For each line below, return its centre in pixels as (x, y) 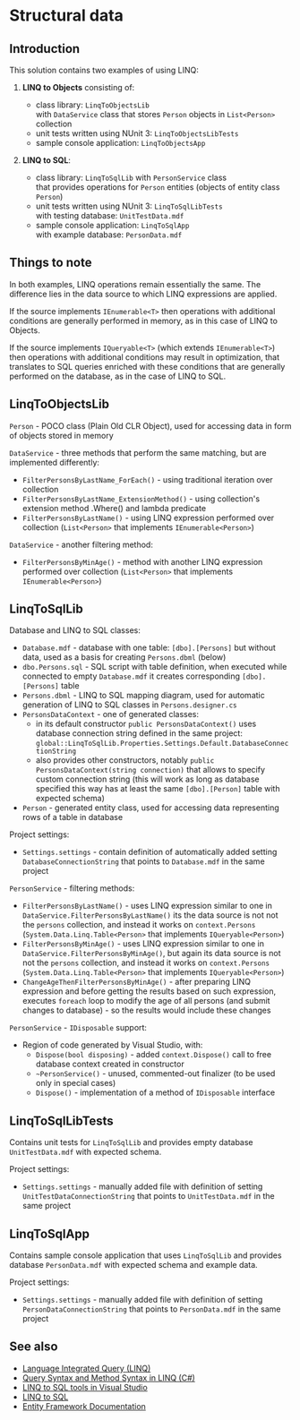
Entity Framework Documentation (84, 1406)
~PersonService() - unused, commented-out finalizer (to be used (155, 1074)
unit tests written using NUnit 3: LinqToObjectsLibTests (137, 133)
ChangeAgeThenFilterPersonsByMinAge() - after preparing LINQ (137, 982)
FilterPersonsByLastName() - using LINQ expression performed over (148, 518)
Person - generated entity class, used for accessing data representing (150, 808)
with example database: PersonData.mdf (109, 235)
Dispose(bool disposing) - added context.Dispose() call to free (153, 1055)
